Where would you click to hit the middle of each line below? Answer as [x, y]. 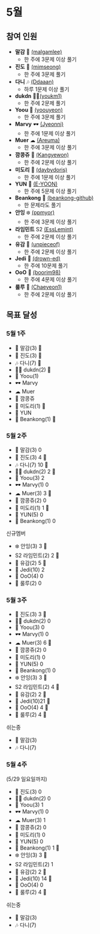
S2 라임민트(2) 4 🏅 [37, 687]
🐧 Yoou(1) [27, 376]
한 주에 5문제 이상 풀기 [50, 191]
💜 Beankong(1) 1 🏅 [37, 848]
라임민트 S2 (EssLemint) [44, 229]
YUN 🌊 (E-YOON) [36, 184]
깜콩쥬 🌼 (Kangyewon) [42, 155]
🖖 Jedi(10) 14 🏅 [33, 878]
